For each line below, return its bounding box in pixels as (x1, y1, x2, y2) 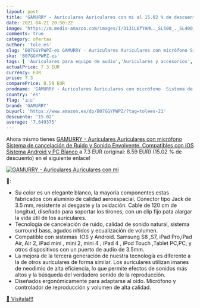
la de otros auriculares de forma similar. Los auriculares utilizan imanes (14, 259, 189, 266)
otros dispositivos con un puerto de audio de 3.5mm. (14, 246, 145, 253)
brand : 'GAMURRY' (6, 102, 49, 109)
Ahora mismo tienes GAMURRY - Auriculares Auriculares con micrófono (6, 136, 183, 143)
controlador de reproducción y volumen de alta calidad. (14, 284, 152, 291)
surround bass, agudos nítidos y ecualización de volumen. (14, 227, 158, 234)
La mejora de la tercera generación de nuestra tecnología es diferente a (14, 252, 191, 259)
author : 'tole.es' (6, 42, 52, 48)
